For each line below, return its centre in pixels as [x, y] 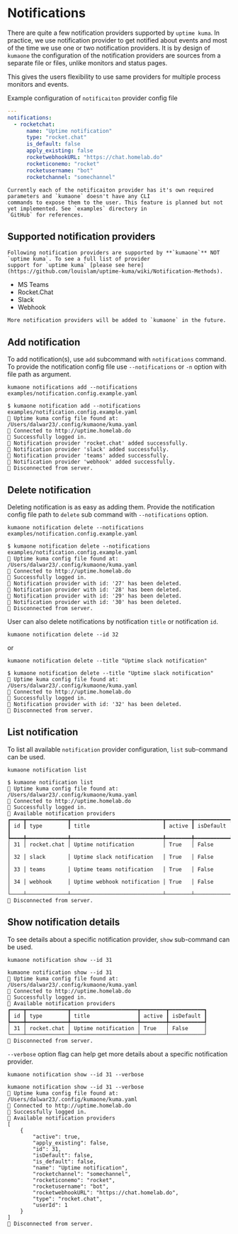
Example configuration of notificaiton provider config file [93, 98]
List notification [43, 732]
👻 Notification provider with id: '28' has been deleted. [95, 590]
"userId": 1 [51, 1205]
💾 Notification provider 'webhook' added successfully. [91, 462]
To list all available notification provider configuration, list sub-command [118, 749]
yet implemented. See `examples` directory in [77, 209]
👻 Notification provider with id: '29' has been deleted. [95, 596]
